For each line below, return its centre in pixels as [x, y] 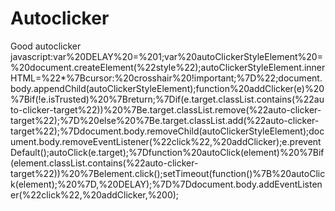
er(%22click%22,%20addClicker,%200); [95, 194]
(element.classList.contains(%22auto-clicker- [104, 163]
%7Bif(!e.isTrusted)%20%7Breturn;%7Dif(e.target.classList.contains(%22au [167, 99]
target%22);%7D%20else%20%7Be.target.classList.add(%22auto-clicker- [165, 120]
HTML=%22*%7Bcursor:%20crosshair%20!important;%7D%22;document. [166, 78]
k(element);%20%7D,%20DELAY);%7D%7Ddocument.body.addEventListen [166, 184]
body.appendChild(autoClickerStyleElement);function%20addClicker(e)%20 [167, 88]
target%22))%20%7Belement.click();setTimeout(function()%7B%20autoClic [168, 173]
